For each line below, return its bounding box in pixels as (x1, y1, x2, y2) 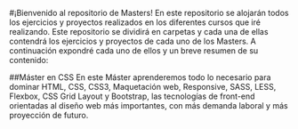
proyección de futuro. (9, 110, 89, 120)
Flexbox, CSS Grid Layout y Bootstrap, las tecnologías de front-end (9, 91, 255, 101)
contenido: (9, 55, 49, 65)
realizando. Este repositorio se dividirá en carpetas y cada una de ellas (9, 27, 269, 36)
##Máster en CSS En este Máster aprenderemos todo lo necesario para (9, 72, 271, 83)
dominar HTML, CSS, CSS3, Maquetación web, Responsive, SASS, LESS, (9, 82, 277, 92)
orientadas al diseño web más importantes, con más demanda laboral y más (9, 101, 288, 110)
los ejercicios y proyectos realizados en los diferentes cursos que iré (9, 17, 261, 28)
